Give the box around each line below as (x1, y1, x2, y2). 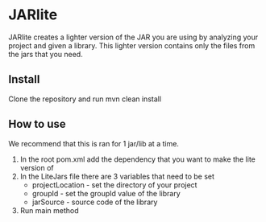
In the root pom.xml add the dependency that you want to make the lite (19, 154, 256, 164)
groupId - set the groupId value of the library (31, 188, 181, 198)
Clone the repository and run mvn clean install (8, 94, 162, 104)
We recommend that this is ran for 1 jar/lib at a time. (8, 138, 180, 148)
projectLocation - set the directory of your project (31, 179, 197, 190)
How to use (8, 117, 66, 131)
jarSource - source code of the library (31, 197, 158, 207)
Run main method (19, 205, 79, 215)
